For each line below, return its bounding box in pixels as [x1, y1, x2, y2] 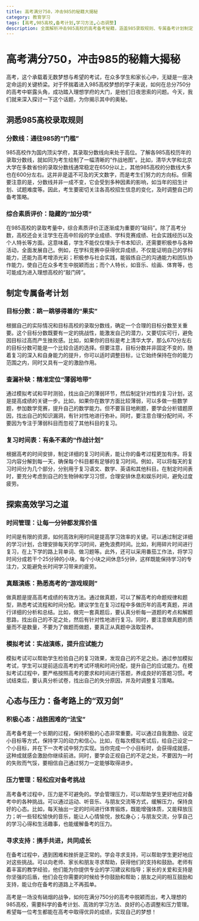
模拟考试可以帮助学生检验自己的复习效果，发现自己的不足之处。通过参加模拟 [6, 654, 193, 661]
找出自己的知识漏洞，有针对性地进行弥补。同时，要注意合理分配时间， [16, 412, 188, 420]
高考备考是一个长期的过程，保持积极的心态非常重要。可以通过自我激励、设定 [6, 730, 193, 737]
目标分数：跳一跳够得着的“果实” [6, 307, 98, 316]
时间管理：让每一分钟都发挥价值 [6, 518, 98, 526]
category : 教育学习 [6, 14, 51, 20]
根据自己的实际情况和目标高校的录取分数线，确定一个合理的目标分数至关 [6, 321, 182, 329]
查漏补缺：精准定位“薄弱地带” [6, 375, 92, 383]
